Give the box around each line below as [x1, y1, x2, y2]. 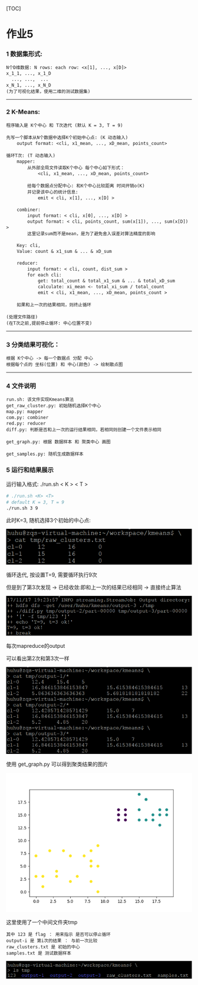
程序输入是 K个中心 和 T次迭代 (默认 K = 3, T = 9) [6, 122, 123, 129]
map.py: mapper [6, 409, 44, 415]
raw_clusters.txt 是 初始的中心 [6, 944, 81, 950]
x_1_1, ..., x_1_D [6, 71, 51, 77]
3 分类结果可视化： [6, 340, 60, 348]
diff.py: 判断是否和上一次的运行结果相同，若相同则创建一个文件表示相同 [6, 427, 162, 433]
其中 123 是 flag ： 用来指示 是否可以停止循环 [6, 931, 111, 937]
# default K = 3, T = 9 [6, 499, 65, 505]
